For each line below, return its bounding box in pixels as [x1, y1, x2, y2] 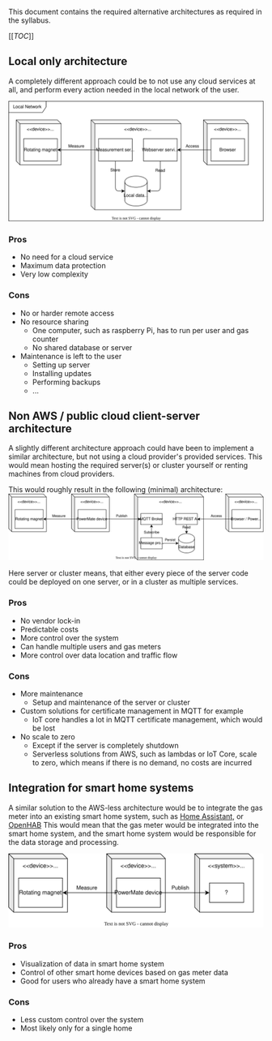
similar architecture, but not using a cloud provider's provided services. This [8, 452, 263, 461]
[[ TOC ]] [8, 32, 34, 41]
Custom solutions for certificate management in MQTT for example [19, 705, 244, 716]
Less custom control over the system [19, 1015, 144, 1025]
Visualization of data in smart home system [19, 958, 164, 968]
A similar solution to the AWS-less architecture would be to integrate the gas [8, 803, 263, 812]
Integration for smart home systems [8, 782, 194, 795]
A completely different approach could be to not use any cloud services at [8, 76, 256, 86]
